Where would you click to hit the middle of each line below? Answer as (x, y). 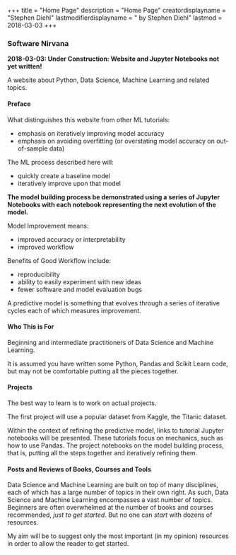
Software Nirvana (38, 43)
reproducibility (39, 274)
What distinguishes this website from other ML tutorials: (89, 119)
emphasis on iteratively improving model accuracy (91, 133)
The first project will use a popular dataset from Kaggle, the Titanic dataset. (117, 416)
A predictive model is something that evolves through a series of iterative (114, 303)
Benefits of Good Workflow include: (59, 260)
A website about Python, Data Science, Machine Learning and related (108, 80)
